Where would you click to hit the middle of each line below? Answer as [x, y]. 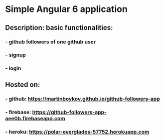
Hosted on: [23, 84]
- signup [16, 55]
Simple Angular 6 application [67, 9]
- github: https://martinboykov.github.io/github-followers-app [83, 99]
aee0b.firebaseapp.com [35, 118]
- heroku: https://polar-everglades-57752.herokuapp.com [77, 132]
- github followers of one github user [51, 42]
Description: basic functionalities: [59, 28]
